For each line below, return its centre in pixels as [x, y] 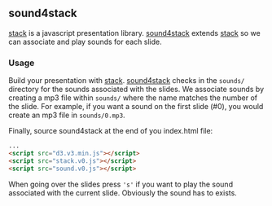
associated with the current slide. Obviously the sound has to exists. [123, 193]
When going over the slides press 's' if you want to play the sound [121, 184]
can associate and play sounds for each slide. [86, 42]
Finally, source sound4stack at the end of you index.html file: [111, 131]
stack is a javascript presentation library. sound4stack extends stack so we [134, 33]
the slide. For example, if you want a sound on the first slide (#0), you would [136, 107]
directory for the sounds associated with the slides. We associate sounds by [136, 90]
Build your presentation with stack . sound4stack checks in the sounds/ [127, 81]
